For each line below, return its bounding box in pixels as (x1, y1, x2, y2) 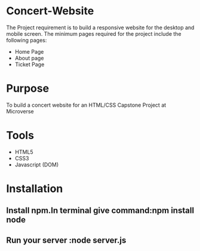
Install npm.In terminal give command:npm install (6, 206, 195, 216)
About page (14, 54, 44, 61)
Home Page (14, 48, 44, 55)
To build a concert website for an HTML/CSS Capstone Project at (6, 101, 167, 109)
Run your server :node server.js (6, 235, 127, 245)
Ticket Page (14, 61, 45, 68)
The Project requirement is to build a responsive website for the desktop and (6, 24, 195, 31)
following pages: (6, 36, 47, 44)
